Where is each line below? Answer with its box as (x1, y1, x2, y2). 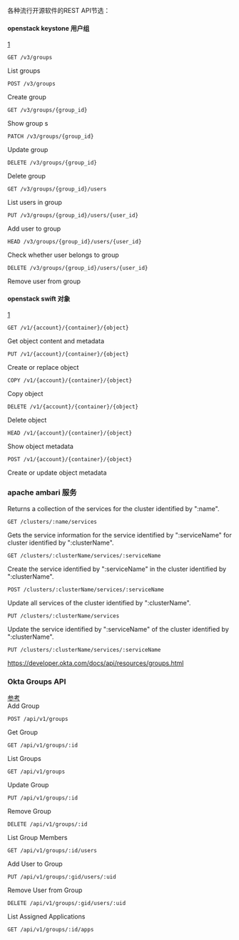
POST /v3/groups (7, 81, 56, 88)
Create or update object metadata (7, 468, 107, 477)
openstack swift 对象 (7, 294, 71, 303)
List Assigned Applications (7, 912, 86, 921)
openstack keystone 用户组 (7, 24, 90, 32)
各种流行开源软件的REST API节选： (7, 6, 111, 14)
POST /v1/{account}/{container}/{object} (7, 456, 133, 463)
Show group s (7, 119, 49, 128)
